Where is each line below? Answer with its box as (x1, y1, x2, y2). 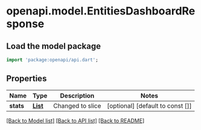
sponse (6, 17, 45, 31)
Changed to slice (53, 101, 101, 110)
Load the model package (6, 41, 101, 51)
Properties (6, 73, 47, 84)
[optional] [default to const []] (107, 101, 192, 110)
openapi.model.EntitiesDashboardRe (6, 4, 196, 18)
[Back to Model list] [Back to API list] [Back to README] (6, 117, 145, 124)
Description (60, 91, 95, 100)
